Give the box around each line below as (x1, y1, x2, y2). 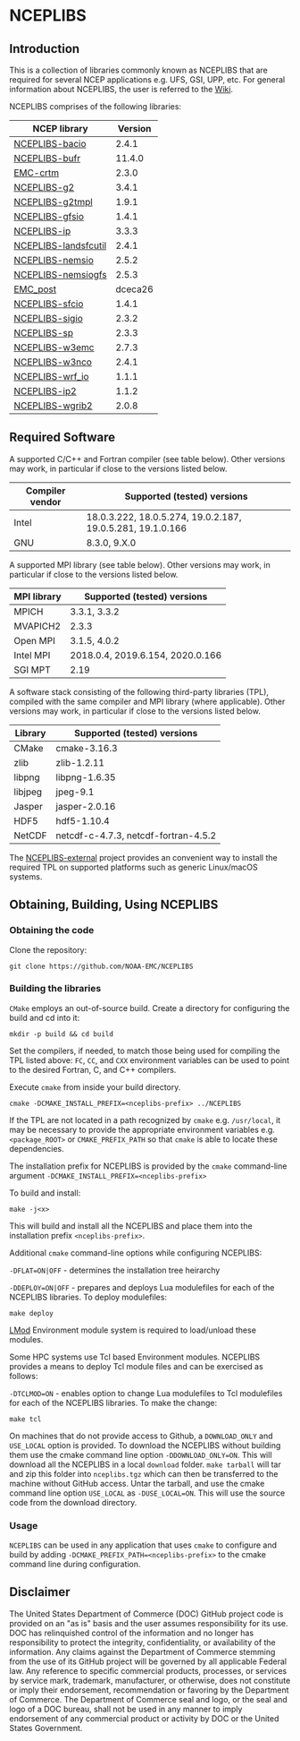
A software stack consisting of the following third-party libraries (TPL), (9, 686, 270, 697)
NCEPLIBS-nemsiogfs (13, 269, 107, 280)
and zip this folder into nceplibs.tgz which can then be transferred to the (9, 1468, 279, 1479)
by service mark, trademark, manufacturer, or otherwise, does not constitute (9, 1675, 291, 1685)
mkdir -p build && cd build (9, 1029, 114, 1039)
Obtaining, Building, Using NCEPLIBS (9, 897, 219, 913)
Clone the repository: (9, 944, 87, 955)
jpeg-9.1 (55, 785, 95, 798)
